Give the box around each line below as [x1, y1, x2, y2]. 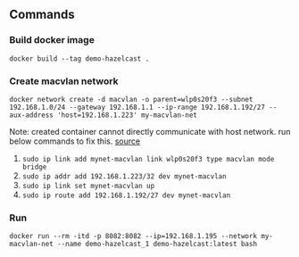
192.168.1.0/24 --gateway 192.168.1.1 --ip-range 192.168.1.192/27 [9, 103, 266, 112]
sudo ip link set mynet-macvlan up [21, 181, 155, 190]
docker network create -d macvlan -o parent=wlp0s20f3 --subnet [9, 95, 253, 104]
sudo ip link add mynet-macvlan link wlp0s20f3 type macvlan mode [21, 154, 275, 163]
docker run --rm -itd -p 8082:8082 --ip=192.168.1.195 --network [9, 232, 257, 241]
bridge [21, 162, 47, 171]
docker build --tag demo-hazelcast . [9, 54, 150, 63]
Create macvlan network [9, 75, 119, 87]
